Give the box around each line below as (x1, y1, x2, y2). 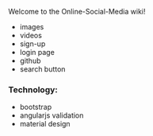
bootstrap (19, 103, 52, 112)
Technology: (8, 84, 58, 95)
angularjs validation (19, 111, 84, 120)
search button (19, 64, 66, 74)
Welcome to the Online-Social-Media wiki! (8, 7, 146, 16)
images (19, 22, 44, 31)
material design (19, 119, 71, 129)
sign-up (19, 39, 46, 49)
